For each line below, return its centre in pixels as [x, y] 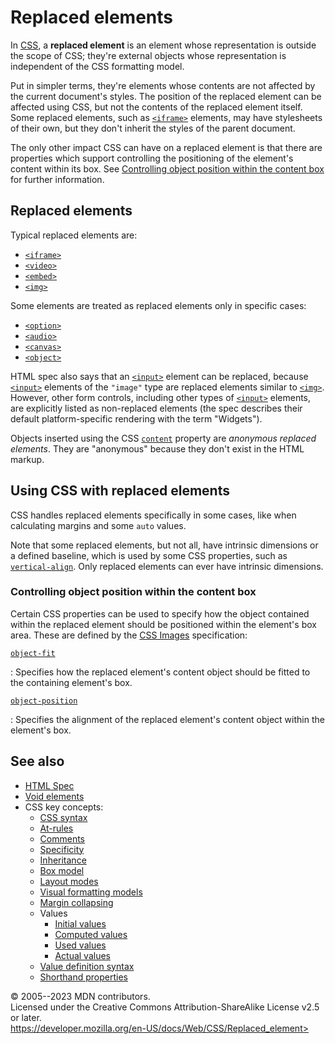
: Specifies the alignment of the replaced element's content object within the [167, 719]
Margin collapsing [76, 902]
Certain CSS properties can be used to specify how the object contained [160, 613]
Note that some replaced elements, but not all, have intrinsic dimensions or [164, 545]
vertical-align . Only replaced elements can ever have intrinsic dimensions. [167, 566]
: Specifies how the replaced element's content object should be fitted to [160, 672]
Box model [62, 870]
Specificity [62, 849]
